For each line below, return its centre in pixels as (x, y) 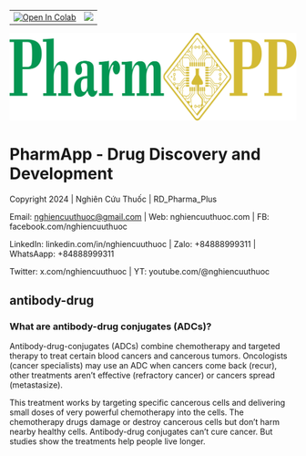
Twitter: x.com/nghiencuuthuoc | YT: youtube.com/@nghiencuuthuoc (140, 272)
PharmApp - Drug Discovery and (135, 155)
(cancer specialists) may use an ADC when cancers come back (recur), (143, 365)
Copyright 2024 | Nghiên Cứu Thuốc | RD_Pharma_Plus (113, 199)
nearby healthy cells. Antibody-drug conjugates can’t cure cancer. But (141, 431)
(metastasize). (36, 385)
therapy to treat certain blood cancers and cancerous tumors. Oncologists (148, 356)
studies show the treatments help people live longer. (107, 441)
